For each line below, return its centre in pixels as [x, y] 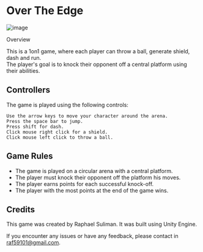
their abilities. [23, 70]
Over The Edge [45, 11]
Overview [18, 39]
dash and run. [24, 57]
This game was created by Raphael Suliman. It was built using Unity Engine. [102, 224]
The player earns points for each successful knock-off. [84, 183]
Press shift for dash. [35, 127]
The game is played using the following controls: [67, 105]
